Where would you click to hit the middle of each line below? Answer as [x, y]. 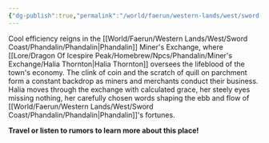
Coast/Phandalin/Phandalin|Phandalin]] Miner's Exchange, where [116, 47]
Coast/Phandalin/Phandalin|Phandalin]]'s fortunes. [92, 115]
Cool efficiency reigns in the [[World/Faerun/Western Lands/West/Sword [128, 38]
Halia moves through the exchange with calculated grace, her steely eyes [129, 89]
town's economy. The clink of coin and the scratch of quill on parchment [128, 72]
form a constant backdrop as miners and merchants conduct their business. [133, 81]
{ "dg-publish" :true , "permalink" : [64, 16]
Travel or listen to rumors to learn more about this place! [104, 130]
